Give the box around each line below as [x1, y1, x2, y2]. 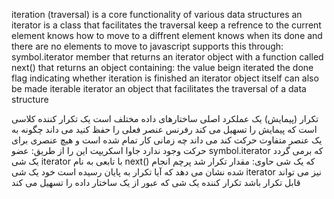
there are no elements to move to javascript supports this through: [11, 40, 284, 52]
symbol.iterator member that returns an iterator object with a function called [11, 51, 324, 63]
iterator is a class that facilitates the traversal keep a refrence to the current [11, 19, 322, 31]
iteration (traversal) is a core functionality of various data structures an [11, 9, 303, 20]
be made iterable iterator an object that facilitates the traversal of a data [11, 83, 307, 94]
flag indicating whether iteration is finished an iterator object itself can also [11, 72, 319, 84]
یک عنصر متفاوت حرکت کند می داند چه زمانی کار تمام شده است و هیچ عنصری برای [11, 134, 323, 146]
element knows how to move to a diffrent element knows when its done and [11, 30, 323, 41]
